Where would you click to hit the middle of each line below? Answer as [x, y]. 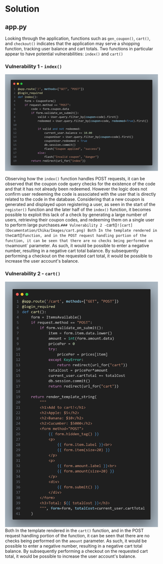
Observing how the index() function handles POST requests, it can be [75, 179]
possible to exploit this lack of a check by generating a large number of [76, 215]
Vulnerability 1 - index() [33, 66]
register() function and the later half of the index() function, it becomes [78, 210]
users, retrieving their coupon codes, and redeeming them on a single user [80, 220]
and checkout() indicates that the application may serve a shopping [73, 44]
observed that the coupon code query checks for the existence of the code [80, 184]
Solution [22, 9]
